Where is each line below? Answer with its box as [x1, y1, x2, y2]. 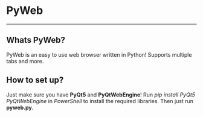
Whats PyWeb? [6, 35, 65, 45]
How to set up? [6, 75, 64, 85]
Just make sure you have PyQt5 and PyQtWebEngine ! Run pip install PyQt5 [6, 91, 195, 98]
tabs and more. [6, 57, 44, 65]
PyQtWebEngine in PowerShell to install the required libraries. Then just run [6, 97, 193, 104]
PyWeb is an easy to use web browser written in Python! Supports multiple [6, 51, 192, 58]
